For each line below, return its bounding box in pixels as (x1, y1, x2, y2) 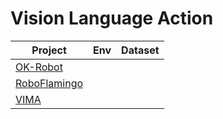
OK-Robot (15, 60, 63, 74)
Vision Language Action (10, 7, 214, 30)
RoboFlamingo (15, 76, 84, 90)
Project (31, 43, 67, 57)
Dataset (121, 43, 160, 57)
